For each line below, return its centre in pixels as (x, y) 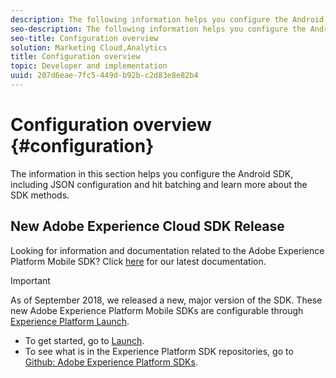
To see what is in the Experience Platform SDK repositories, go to (159, 351)
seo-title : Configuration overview (84, 38)
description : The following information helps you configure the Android (167, 19)
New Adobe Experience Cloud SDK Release (147, 226)
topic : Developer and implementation (89, 66)
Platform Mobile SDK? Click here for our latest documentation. (138, 261)
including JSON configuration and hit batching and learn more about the (159, 184)
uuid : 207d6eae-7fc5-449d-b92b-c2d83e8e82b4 (104, 76)
